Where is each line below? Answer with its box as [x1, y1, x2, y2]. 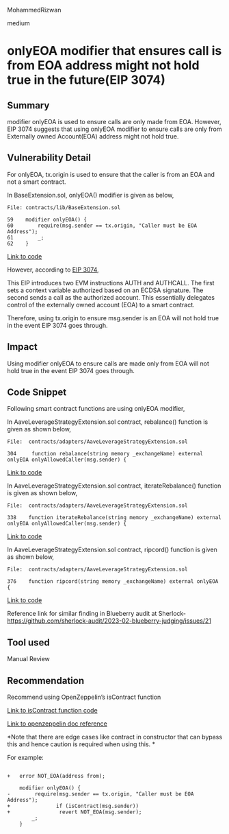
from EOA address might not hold [7, 58, 200, 73]
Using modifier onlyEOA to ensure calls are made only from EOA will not [7, 359, 210, 368]
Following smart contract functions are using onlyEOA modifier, [7, 405, 185, 413]
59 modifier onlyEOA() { [7, 216, 87, 223]
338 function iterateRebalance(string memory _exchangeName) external [7, 514, 222, 521]
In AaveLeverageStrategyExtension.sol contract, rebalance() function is [7, 418, 208, 426]
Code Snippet [7, 387, 67, 398]
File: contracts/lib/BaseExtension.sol [7, 204, 121, 211]
